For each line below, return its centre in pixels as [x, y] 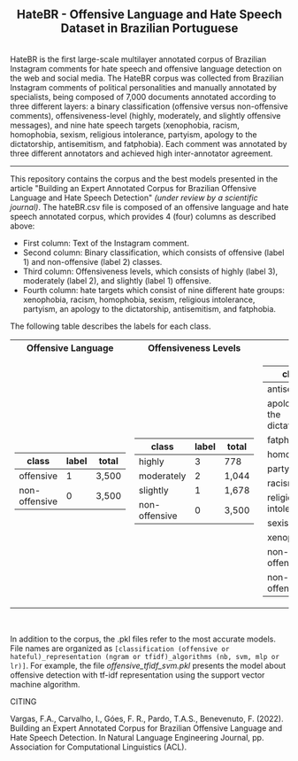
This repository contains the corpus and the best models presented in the [144, 179]
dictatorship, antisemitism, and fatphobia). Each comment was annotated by [149, 144]
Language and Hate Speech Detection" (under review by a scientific [134, 198]
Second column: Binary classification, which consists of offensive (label [153, 252]
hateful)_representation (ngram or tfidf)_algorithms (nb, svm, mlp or [145, 656]
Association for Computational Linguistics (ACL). [99, 747]
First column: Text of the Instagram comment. [106, 243]
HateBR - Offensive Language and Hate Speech [149, 15]
